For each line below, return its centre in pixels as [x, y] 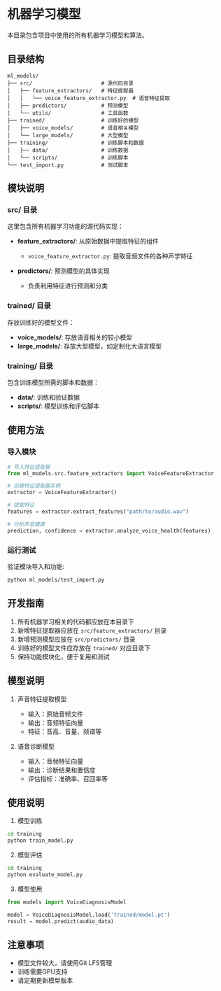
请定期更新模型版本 [45, 981]
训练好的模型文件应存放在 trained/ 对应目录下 [84, 647]
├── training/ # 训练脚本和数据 [76, 143]
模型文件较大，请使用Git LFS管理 [65, 963]
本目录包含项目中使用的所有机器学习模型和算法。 [78, 35]
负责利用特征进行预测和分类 [68, 286]
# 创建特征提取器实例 [34, 486]
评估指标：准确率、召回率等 [68, 778]
